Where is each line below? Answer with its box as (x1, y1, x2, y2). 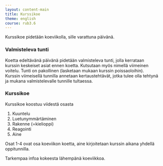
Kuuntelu (12, 111, 30, 116)
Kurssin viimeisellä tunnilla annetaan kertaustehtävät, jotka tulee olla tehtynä (5, 73, 159, 78)
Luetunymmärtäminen (12, 115, 57, 122)
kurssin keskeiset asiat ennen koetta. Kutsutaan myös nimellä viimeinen (5, 62, 149, 68)
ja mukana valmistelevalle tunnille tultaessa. (5, 78, 93, 84)
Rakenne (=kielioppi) (12, 121, 54, 127)
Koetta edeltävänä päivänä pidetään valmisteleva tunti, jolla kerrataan (5, 57, 144, 63)
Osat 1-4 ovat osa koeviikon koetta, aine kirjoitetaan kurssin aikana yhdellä (5, 141, 155, 147)
